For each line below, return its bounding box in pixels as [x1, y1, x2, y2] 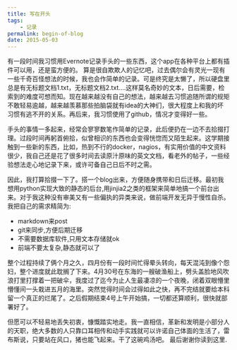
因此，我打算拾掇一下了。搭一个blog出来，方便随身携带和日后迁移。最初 [7, 175, 218, 184]
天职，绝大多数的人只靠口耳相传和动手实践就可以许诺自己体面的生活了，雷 [13, 327, 230, 335]
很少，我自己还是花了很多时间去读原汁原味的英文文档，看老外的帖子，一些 [7, 151, 224, 160]
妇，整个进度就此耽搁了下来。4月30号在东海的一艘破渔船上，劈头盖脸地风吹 [7, 267, 229, 276]
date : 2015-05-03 [7, 37, 59, 44]
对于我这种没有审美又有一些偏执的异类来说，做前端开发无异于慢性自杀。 [19, 193, 230, 202]
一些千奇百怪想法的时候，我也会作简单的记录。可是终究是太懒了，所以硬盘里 [7, 75, 230, 83]
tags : [7, 17, 23, 24]
